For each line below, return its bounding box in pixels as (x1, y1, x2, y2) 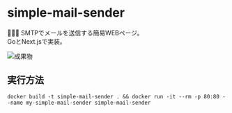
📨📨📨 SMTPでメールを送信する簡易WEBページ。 (7, 28, 144, 37)
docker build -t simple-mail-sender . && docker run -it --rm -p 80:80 (7, 93, 219, 100)
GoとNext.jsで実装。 (7, 37, 66, 46)
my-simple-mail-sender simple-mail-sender (25, 99, 151, 106)
